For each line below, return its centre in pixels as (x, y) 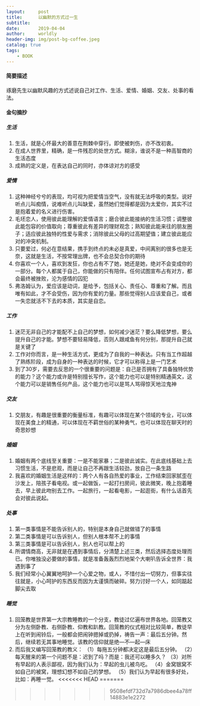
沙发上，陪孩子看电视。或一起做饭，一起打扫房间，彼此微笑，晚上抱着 (101, 483)
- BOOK (25, 56)
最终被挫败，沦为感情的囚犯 (54, 278)
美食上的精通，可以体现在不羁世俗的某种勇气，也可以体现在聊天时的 (109, 422)
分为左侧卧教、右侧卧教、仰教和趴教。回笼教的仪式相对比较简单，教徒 (101, 627)
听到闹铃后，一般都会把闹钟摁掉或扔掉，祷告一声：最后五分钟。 (104, 634)
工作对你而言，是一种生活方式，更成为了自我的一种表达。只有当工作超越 (103, 354)
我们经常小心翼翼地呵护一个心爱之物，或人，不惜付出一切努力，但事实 (101, 574)
